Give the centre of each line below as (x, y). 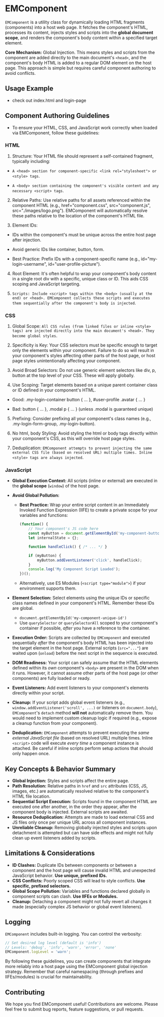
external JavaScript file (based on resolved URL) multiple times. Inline (82, 738)
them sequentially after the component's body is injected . (74, 303)
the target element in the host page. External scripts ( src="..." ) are (80, 648)
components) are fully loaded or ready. (51, 678)
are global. (23, 608)
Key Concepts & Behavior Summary (60, 769)
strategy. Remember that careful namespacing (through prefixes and (74, 971)
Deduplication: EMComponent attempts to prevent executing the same (81, 733)
